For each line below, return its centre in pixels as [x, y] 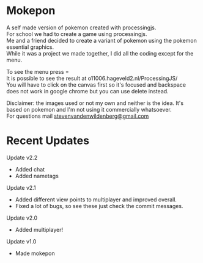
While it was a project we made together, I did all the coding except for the [100, 53]
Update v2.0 [22, 218]
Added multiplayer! [39, 229]
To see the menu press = [38, 71]
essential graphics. [30, 47]
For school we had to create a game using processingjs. [77, 34]
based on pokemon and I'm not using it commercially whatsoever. [89, 109]
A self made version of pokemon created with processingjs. [81, 27]
